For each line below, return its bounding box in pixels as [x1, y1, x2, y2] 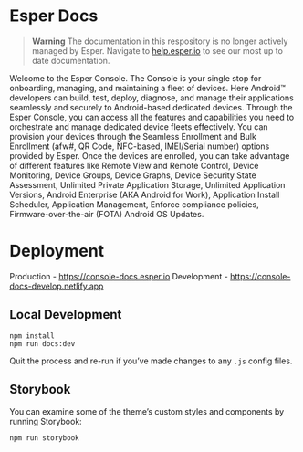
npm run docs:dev [9, 339, 76, 348]
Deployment [9, 241, 105, 261]
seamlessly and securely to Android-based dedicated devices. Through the [9, 101, 293, 112]
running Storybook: [9, 415, 82, 426]
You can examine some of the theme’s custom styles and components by [9, 405, 285, 416]
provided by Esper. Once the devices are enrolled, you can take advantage [9, 150, 290, 161]
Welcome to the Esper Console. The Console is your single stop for [9, 72, 262, 83]
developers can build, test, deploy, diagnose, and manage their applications [9, 92, 294, 103]
